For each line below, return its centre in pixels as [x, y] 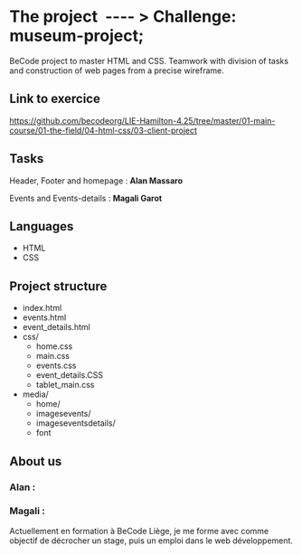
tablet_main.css [65, 385]
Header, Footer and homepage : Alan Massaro [96, 180]
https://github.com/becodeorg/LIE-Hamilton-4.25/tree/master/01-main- [142, 120]
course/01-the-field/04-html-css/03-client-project [103, 130]
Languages [42, 226]
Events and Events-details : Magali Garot [86, 198]
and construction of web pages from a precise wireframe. [117, 71]
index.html [42, 308]
